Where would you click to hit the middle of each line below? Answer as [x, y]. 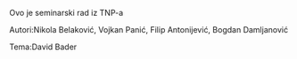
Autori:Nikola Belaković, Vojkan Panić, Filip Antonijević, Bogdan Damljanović [148, 29]
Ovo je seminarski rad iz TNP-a [66, 13]
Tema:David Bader [43, 47]
